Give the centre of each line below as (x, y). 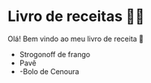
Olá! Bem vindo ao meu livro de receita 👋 (75, 39)
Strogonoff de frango (55, 54)
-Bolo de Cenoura (49, 71)
